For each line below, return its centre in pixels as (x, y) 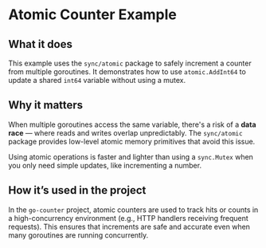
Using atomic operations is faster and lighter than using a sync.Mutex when (131, 156)
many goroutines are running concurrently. (78, 235)
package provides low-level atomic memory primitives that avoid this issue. (132, 141)
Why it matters (46, 105)
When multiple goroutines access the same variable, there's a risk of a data (132, 124)
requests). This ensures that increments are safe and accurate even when (129, 226)
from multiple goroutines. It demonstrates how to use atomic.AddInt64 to (127, 72)
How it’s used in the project (77, 190)
